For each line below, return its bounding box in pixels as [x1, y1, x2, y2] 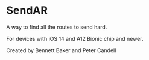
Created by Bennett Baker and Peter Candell [6, 46, 116, 54]
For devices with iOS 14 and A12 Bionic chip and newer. [6, 35, 144, 42]
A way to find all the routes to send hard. [6, 23, 107, 31]
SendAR [6, 4, 48, 17]
